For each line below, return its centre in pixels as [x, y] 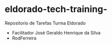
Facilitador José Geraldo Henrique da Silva [56, 32]
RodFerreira [24, 38]
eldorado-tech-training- [56, 9]
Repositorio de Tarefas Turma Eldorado [45, 23]
